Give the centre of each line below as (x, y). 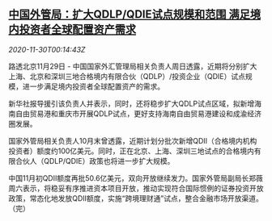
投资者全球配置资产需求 (77, 29)
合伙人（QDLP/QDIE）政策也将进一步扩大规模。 (95, 161)
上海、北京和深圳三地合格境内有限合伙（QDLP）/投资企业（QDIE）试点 (127, 76)
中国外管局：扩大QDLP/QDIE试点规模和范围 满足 (130, 15)
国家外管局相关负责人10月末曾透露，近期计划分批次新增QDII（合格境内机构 (133, 140)
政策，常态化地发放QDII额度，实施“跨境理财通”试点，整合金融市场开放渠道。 (136, 198)
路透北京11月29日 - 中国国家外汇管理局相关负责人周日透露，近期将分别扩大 (133, 66)
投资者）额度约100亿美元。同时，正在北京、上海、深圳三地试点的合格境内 (132, 151)
